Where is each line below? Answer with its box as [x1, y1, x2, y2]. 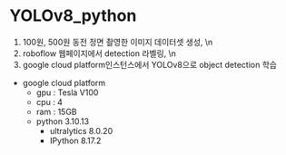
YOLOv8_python [9, 5, 137, 26]
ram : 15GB [35, 106, 77, 117]
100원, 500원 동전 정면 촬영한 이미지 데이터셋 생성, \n [22, 36, 213, 47]
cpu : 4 [35, 96, 64, 107]
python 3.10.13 [35, 115, 89, 127]
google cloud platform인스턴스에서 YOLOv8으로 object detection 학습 [22, 59, 277, 70]
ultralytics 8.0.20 [49, 125, 113, 136]
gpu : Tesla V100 [35, 87, 99, 98]
